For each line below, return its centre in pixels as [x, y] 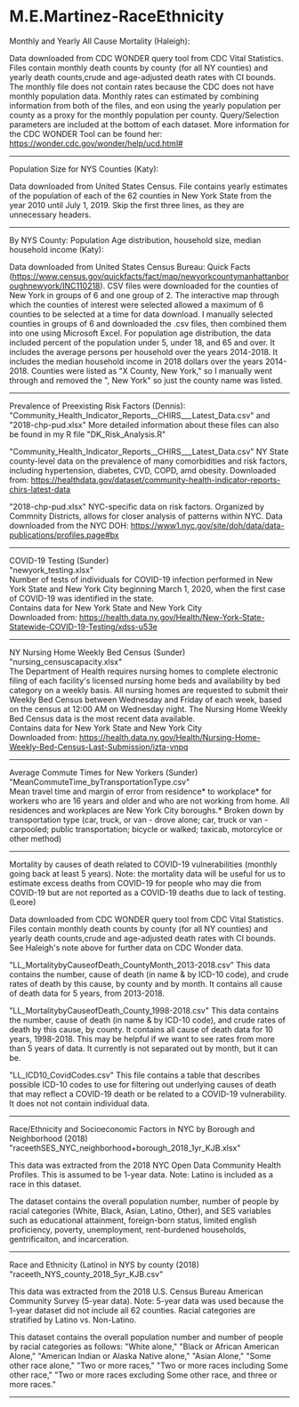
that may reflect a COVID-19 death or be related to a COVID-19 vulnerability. [148, 1094]
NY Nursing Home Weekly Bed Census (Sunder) [97, 652]
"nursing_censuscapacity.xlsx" [66, 661]
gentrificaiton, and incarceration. [69, 1239]
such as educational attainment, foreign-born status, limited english [133, 1220]
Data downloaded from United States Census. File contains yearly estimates [149, 186]
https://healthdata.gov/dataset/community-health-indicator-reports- [156, 480]
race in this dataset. [45, 1184]
